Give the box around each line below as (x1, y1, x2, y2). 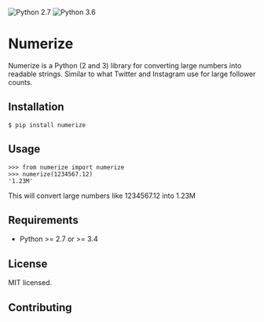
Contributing (8, 301, 72, 314)
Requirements (8, 213, 79, 227)
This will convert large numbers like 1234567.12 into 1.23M (8, 191, 196, 200)
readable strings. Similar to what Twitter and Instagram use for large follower (8, 69, 256, 79)
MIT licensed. (8, 278, 53, 287)
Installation (8, 101, 64, 114)
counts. (8, 77, 33, 86)
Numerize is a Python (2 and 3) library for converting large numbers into (8, 60, 242, 70)
